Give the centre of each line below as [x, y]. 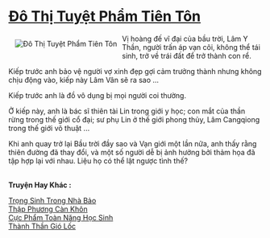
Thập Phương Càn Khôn [48, 209]
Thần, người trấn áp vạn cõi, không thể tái [191, 47]
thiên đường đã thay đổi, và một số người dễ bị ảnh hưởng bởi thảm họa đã [132, 152]
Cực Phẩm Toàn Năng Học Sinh [61, 217]
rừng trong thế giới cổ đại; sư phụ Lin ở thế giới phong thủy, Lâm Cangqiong [134, 119]
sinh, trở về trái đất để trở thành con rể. [187, 55]
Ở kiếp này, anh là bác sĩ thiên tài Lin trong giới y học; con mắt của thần [127, 111]
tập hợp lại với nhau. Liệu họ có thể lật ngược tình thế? [98, 161]
